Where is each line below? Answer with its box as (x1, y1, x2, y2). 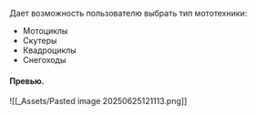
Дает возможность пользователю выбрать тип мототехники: (9, 8, 248, 18)
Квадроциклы (22, 45, 77, 56)
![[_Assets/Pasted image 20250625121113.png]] (9, 96, 188, 107)
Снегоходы (22, 55, 67, 65)
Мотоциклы (22, 26, 68, 36)
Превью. (9, 75, 45, 86)
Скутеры (22, 36, 57, 46)
